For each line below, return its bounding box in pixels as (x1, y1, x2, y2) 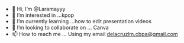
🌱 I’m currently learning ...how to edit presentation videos (11, 18, 152, 24)
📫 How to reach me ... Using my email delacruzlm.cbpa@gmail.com (11, 31, 179, 37)
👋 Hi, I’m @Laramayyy (11, 6, 66, 12)
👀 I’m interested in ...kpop (11, 12, 75, 19)
